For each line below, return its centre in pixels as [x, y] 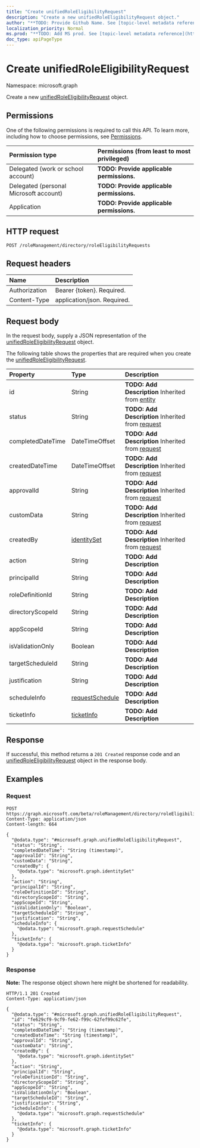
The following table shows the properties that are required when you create [99, 354]
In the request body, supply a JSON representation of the [76, 336]
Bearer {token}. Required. [90, 290]
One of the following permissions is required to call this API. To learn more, [98, 130]
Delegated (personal [38, 185]
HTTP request [33, 232]
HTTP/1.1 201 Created [33, 994]
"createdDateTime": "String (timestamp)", [65, 1035]
